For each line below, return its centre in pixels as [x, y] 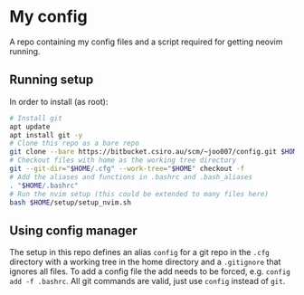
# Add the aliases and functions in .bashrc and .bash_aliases [131, 177]
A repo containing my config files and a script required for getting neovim [146, 42]
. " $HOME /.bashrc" [44, 186]
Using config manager [73, 230]
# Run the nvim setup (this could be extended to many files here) [139, 194]
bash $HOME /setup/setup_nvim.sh [70, 202]
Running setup [52, 80]
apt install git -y [46, 135]
